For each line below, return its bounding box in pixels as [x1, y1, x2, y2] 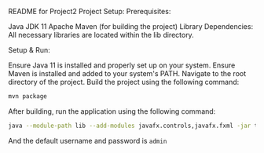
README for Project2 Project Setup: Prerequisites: [8, 7, 171, 16]
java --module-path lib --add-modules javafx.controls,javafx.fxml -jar [8, 122, 251, 129]
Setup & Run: [8, 46, 51, 54]
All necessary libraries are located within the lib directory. [8, 31, 194, 39]
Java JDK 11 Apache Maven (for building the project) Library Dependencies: [8, 22, 254, 31]
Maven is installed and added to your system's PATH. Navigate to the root [8, 69, 246, 78]
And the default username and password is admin [8, 136, 167, 145]
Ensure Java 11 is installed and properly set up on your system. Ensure [8, 60, 236, 70]
